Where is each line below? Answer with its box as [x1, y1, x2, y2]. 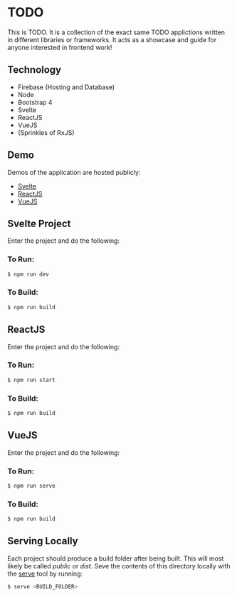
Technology [7, 64, 62, 76]
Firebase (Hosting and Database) [17, 83, 115, 91]
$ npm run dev [7, 271, 50, 278]
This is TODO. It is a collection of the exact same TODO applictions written [7, 28, 226, 36]
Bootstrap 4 [17, 98, 53, 106]
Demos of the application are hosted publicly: [7, 168, 141, 176]
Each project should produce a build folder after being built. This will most [7, 554, 224, 563]
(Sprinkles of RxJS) [17, 128, 75, 136]
